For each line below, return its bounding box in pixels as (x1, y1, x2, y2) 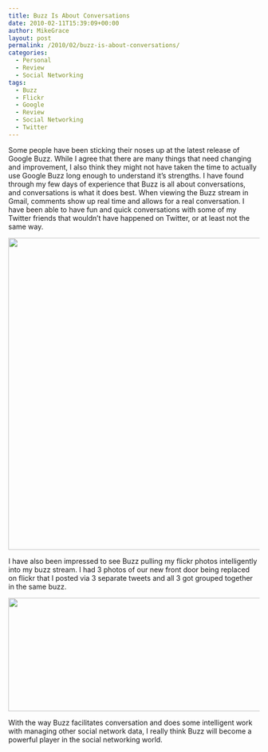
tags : (8, 78, 26, 86)
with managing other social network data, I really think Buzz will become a (8, 726, 252, 736)
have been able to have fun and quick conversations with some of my (8, 205, 237, 214)
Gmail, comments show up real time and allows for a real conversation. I (8, 196, 245, 206)
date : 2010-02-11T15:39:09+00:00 (8, 19, 120, 27)
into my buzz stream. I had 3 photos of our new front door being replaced (8, 565, 250, 574)
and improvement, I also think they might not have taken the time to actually (8, 162, 257, 172)
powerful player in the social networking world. (8, 734, 164, 744)
